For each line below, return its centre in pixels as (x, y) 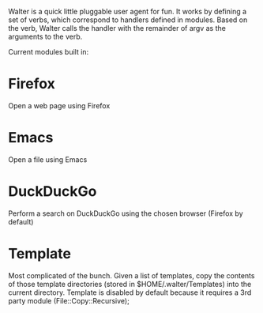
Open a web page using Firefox (59, 105)
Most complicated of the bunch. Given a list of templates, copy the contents (131, 275)
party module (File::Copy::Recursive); (69, 300)
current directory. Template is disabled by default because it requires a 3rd (130, 292)
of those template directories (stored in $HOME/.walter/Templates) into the (130, 284)
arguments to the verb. (45, 36)
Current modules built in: (49, 52)
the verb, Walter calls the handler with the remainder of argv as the (117, 28)
